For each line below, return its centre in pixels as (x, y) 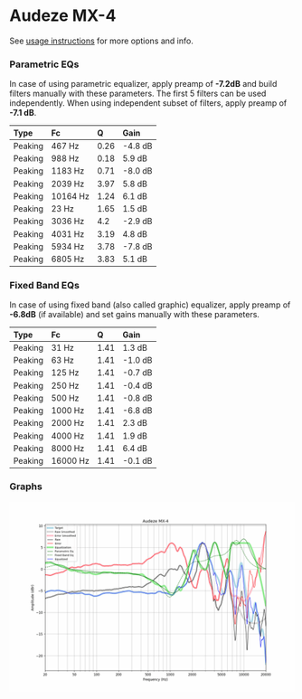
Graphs (26, 486)
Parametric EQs (44, 64)
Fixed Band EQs (44, 285)
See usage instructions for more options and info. (102, 41)
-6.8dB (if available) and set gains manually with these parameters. (135, 315)
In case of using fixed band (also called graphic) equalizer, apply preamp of (150, 305)
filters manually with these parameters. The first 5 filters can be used (138, 94)
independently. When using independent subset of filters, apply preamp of (148, 103)
